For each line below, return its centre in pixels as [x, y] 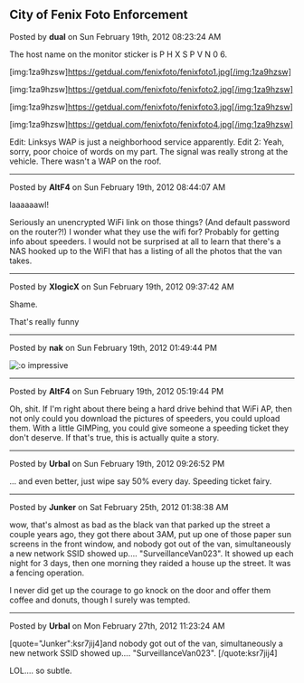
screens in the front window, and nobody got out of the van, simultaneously [150, 544]
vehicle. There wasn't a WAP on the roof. [85, 161]
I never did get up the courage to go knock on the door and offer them [140, 590]
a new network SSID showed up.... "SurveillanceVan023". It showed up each [152, 553]
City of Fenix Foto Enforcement [99, 15]
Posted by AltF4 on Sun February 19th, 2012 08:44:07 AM [118, 187]
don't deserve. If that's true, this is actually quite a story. [114, 437]
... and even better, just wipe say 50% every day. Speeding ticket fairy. [141, 481]
